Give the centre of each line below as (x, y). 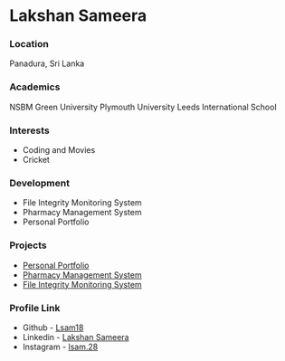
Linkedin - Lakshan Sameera (76, 337)
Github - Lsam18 (53, 328)
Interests (29, 130)
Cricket (36, 160)
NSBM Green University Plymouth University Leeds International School (143, 107)
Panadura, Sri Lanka (47, 63)
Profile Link (35, 308)
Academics (35, 87)
